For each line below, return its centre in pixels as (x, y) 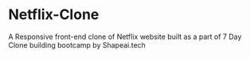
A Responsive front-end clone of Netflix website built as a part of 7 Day (125, 37)
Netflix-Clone (54, 15)
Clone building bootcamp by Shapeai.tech (77, 44)
